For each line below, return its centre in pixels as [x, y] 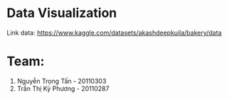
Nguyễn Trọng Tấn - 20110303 [62, 81]
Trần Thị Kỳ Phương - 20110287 [63, 88]
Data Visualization [62, 13]
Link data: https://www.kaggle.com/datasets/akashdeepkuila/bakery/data [114, 33]
